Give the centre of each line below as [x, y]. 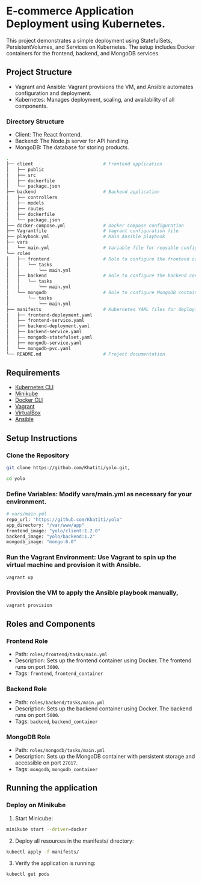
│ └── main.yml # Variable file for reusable [93, 248]
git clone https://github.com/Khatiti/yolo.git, [68, 468]
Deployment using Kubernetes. [86, 24]
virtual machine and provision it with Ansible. [74, 565]
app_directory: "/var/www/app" [45, 525]
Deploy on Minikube [36, 805]
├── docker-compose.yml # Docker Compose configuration [95, 226]
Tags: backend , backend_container [56, 721]
